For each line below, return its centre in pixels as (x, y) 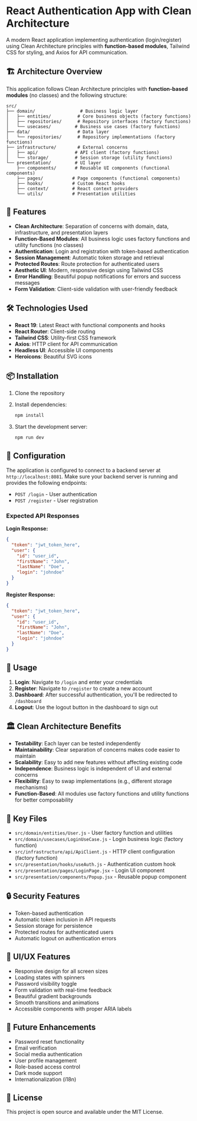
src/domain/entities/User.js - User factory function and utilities (93, 833)
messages (27, 282)
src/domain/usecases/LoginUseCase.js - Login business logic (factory (99, 839)
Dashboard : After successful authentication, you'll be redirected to (96, 695)
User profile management (46, 1060)
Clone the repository (40, 393)
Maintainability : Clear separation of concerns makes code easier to (97, 750)
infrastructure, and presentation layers (61, 232)
